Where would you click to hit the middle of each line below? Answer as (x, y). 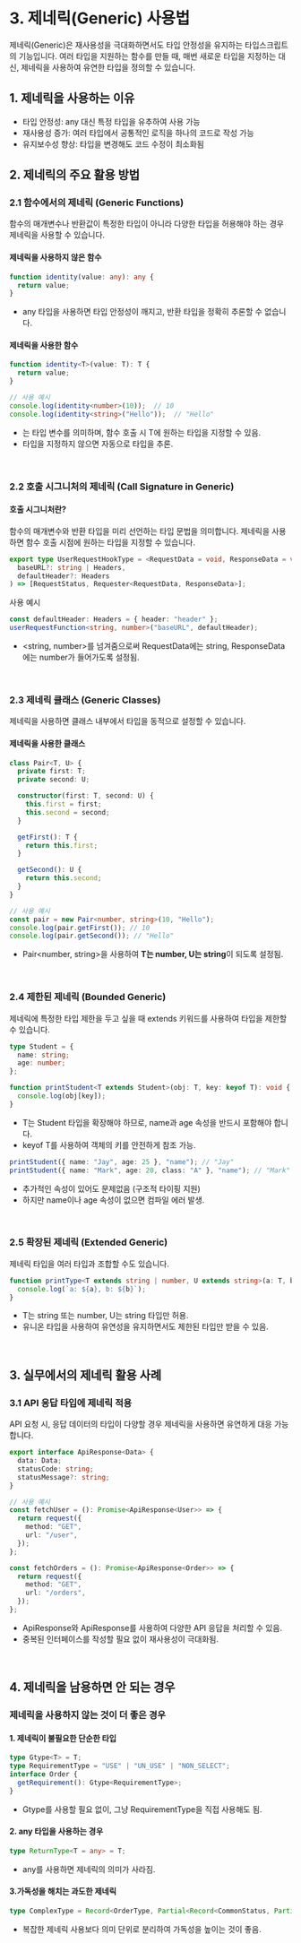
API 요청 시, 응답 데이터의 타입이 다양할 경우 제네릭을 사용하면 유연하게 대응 (141, 1424)
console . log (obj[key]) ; (61, 1096)
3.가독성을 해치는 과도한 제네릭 (63, 1891)
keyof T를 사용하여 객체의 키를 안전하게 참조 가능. (109, 1144)
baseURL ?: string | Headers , (72, 567)
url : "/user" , (52, 1535)
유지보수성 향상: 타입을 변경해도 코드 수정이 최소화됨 (113, 143)
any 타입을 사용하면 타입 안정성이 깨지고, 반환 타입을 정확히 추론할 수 (142, 312)
